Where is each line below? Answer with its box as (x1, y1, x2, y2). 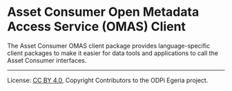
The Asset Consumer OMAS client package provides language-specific (7, 41, 211, 50)
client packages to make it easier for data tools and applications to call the (7, 49, 219, 57)
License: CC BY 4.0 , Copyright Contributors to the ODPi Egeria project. (7, 76, 209, 84)
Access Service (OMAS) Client (7, 19, 186, 34)
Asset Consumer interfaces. (7, 56, 87, 64)
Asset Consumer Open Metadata (7, 4, 200, 20)
